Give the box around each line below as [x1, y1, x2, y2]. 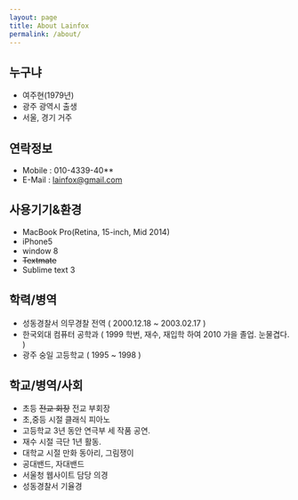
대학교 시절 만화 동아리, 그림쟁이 [21, 448, 134, 458]
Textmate [21, 254, 57, 265]
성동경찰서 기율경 [21, 481, 83, 492]
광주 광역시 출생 [21, 101, 77, 112]
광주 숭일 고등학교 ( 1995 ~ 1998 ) [21, 349, 141, 360]
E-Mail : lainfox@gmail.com [21, 174, 123, 185]
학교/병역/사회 [9, 378, 84, 393]
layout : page [9, 12, 58, 22]
